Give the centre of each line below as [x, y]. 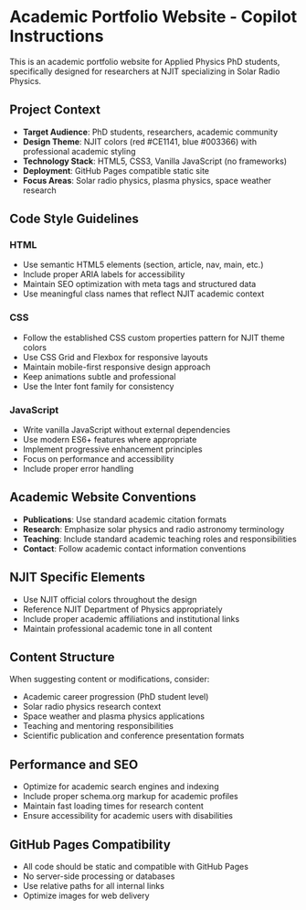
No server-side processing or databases [99, 876]
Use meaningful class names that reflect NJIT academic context [143, 294]
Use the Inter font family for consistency [98, 386]
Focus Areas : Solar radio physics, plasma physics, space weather [147, 180]
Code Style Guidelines [74, 219]
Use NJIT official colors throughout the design [110, 599]
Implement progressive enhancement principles [112, 449]
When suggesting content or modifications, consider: [110, 680]
